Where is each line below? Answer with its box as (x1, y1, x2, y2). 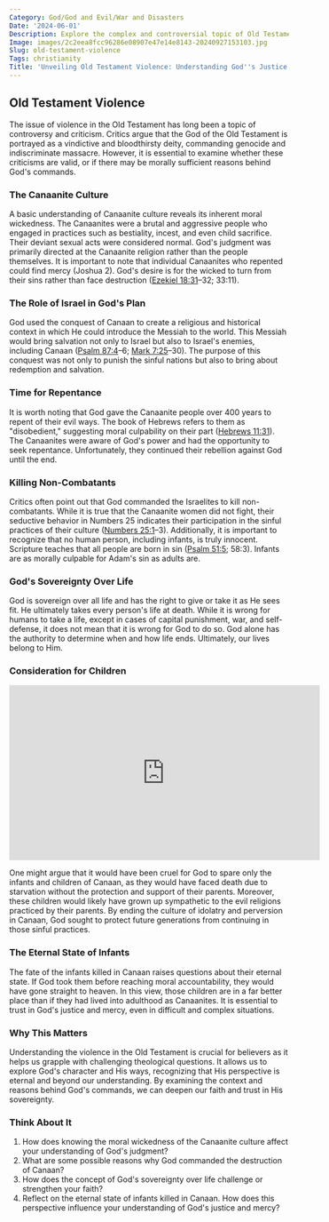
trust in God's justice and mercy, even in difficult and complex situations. (9, 1004, 275, 1015)
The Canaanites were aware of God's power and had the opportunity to (9, 435, 270, 445)
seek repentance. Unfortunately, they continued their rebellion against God (9, 444, 283, 455)
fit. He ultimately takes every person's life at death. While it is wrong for (9, 605, 270, 616)
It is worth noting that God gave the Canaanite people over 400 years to (9, 406, 272, 418)
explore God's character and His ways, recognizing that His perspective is (9, 1066, 280, 1076)
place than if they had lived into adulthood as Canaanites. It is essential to (9, 994, 278, 1005)
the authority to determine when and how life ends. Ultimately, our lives (9, 633, 270, 644)
